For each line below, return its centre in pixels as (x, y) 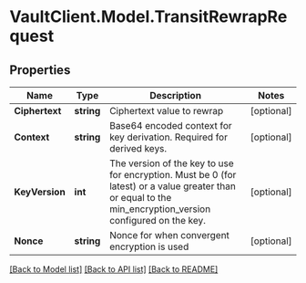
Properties (40, 70)
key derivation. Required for (168, 137)
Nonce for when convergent (169, 235)
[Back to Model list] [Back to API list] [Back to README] (114, 269)
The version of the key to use (171, 163)
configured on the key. (158, 220)
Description (176, 95)
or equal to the (140, 198)
